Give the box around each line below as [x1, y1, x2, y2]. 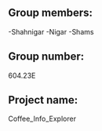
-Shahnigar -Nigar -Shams [8, 27, 94, 36]
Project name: [8, 93, 78, 107]
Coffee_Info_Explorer [8, 114, 77, 124]
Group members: [8, 6, 93, 20]
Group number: [8, 50, 85, 64]
